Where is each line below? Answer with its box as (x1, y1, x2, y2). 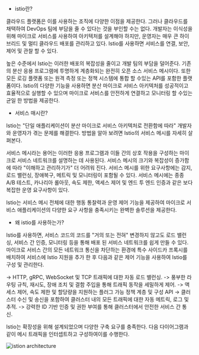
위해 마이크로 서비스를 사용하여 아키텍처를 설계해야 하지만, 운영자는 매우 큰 (6, 33, 179, 40)
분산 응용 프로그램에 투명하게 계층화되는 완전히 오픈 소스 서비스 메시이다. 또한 (12, 67, 191, 74)
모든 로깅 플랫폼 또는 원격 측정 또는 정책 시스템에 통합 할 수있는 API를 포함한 (6, 75, 182, 82)
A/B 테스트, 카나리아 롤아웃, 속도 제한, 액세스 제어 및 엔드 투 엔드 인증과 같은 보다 (6, 179, 193, 186)
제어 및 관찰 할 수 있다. (6, 47, 58, 54)
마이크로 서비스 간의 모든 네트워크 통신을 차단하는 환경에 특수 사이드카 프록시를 (6, 246, 188, 253)
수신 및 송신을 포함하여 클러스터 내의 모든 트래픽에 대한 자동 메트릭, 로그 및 (17, 296, 190, 303)
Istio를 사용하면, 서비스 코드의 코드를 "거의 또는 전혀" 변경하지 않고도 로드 (6, 231, 176, 238)
